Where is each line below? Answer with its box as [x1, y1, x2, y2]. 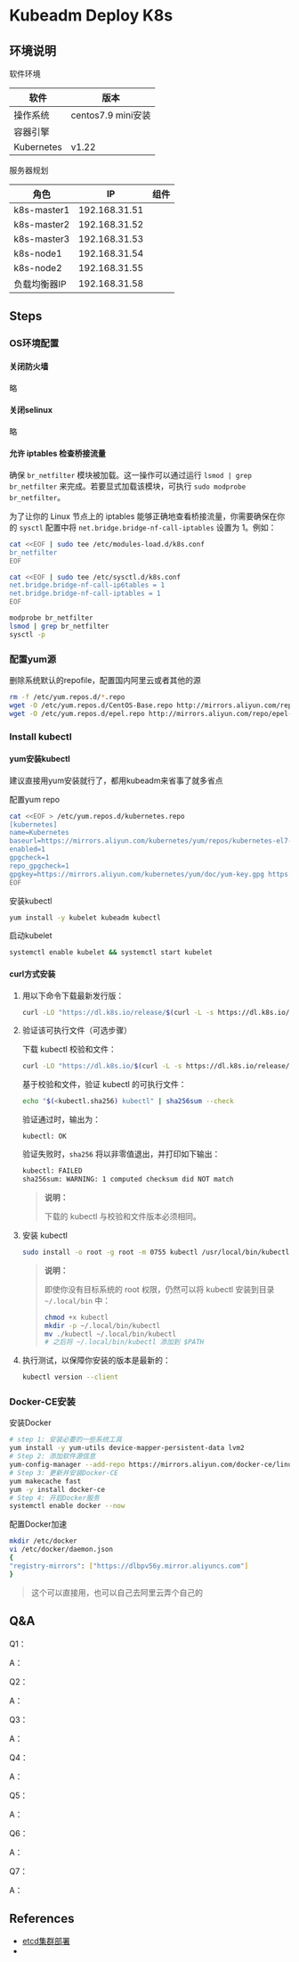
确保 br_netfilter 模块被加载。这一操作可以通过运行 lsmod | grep [9, 469, 252, 480]
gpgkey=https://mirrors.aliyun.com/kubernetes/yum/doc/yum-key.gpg [9, 870, 265, 878]
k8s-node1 [13, 247, 62, 260]
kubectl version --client [21, 1373, 118, 1382]
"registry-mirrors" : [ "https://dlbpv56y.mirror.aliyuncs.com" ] [9, 1562, 249, 1570]
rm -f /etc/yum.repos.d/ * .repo [9, 692, 125, 701]
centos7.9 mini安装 [70, 109, 151, 121]
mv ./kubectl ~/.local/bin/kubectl [44, 1330, 176, 1339]
